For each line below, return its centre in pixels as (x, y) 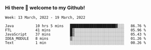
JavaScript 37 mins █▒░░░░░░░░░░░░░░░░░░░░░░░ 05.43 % (75, 35)
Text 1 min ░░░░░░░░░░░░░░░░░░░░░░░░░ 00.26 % (75, 43)
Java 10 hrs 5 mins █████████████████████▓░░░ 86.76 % (75, 26)
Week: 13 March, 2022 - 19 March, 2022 (45, 18)
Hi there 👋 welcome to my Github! (45, 8)
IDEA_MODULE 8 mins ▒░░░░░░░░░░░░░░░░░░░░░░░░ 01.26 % (75, 39)
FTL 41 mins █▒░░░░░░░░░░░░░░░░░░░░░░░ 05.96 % (75, 30)
